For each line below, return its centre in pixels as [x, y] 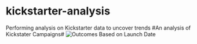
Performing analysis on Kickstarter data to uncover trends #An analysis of [98, 28]
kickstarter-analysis [58, 11]
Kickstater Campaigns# [35, 34]
